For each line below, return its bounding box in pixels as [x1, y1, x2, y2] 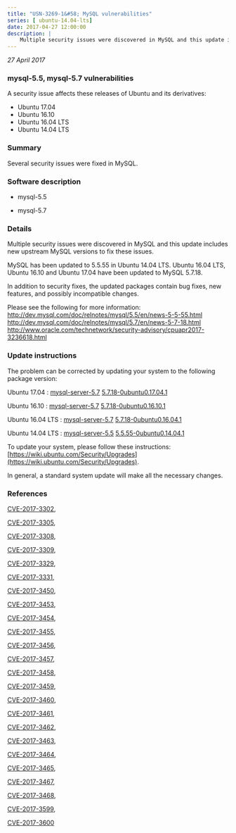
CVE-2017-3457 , [7, 654, 55, 663]
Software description [7, 177, 81, 187]
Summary [7, 143, 42, 153]
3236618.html [7, 333, 47, 342]
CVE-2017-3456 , [7, 641, 56, 649]
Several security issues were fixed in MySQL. [7, 159, 138, 168]
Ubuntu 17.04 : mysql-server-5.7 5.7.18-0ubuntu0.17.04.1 [7, 388, 168, 396]
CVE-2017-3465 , [7, 763, 56, 772]
